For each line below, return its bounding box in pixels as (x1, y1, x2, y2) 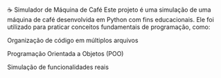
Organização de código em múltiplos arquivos (7, 37, 139, 44)
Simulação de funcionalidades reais (7, 63, 109, 71)
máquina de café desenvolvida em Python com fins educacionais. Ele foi (7, 16, 215, 23)
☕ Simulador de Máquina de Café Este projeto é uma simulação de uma (7, 6, 211, 14)
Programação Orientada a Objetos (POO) (7, 50, 124, 57)
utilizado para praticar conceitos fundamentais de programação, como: (7, 23, 211, 31)
